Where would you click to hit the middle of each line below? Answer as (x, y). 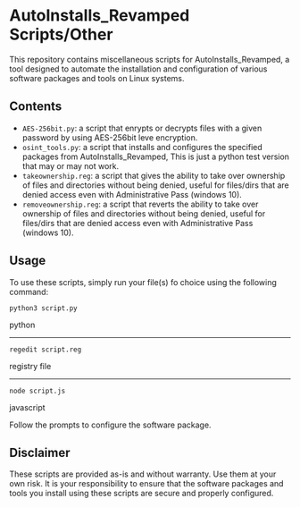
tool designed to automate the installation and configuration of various (138, 69)
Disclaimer (40, 452)
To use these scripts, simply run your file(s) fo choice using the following (143, 282)
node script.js (37, 391)
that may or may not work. (71, 165)
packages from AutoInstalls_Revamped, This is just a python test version (156, 156)
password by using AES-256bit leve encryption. (110, 137)
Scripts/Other (61, 34)
